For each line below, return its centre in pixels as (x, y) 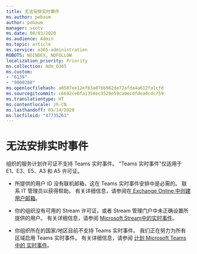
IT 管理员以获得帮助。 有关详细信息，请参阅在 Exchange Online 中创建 (106, 191)
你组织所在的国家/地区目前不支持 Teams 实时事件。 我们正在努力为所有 (100, 230)
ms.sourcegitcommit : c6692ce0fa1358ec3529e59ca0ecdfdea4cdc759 (85, 93)
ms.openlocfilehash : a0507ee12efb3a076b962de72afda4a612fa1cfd (85, 88)
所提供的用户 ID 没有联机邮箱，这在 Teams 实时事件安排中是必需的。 (97, 183)
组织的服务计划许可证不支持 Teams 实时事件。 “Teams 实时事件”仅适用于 (94, 164)
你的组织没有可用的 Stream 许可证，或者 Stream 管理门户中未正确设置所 (101, 211)
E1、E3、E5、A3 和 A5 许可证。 (44, 171)
